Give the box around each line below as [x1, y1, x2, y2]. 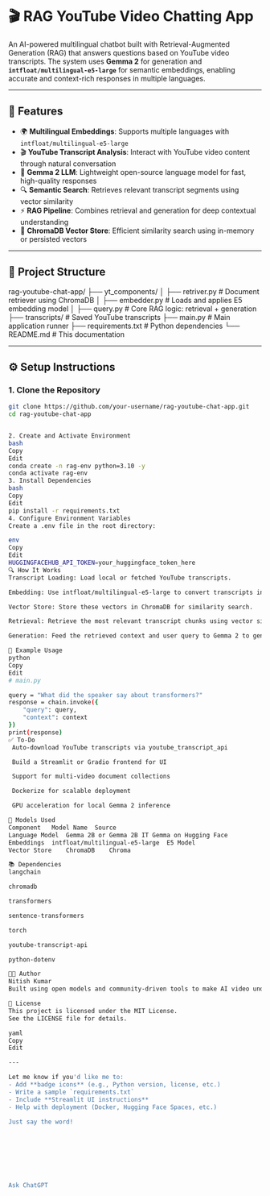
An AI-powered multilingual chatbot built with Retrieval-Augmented [8, 39, 231, 49]
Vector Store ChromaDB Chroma [8, 846, 131, 854]
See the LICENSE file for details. [8, 1014, 128, 1023]
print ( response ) [8, 728, 63, 737]
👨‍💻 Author [8, 970, 42, 978]
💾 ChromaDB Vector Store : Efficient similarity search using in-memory [19, 226, 255, 235]
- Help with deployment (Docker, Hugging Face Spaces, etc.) [8, 1103, 218, 1111]
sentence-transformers [8, 912, 84, 920]
